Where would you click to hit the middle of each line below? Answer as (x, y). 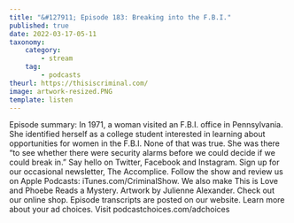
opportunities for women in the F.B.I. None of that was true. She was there (145, 143)
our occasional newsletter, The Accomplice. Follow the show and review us (146, 172)
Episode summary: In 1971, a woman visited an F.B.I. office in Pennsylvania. (146, 125)
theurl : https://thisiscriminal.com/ (79, 83)
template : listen (41, 100)
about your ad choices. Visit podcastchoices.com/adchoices (120, 210)
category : (43, 50)
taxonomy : (27, 42)
